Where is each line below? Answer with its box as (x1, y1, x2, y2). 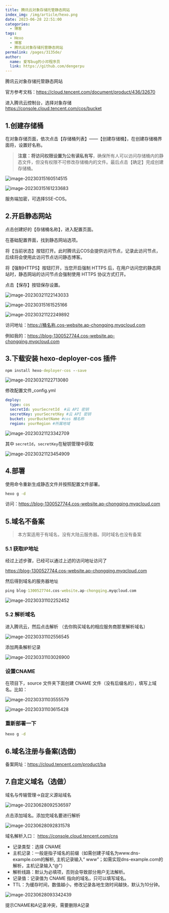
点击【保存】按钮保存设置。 (5, 281, 63, 288)
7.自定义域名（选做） (5, 778, 71, 786)
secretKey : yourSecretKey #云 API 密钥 (10, 412, 91, 417)
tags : (5, 31, 17, 36)
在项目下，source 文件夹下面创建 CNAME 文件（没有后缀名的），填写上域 (5, 680, 157, 686)
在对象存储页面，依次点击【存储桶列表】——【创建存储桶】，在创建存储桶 (5, 135, 158, 141)
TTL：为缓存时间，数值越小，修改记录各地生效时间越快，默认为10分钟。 (12, 881, 163, 887)
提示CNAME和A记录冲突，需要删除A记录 (5, 902, 90, 908)
